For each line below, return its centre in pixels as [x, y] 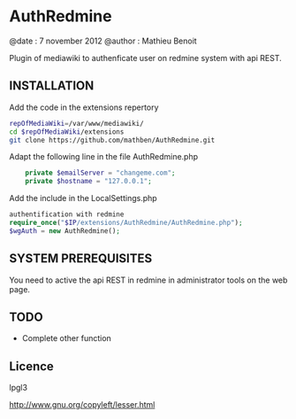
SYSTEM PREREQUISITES [81, 259]
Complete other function [67, 338]
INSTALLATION [52, 86]
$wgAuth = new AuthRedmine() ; [65, 231]
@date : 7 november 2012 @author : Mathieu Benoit [103, 41]
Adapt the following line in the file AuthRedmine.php [104, 157]
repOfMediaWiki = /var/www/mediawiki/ [76, 123]
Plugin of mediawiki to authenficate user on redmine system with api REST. [145, 58]
